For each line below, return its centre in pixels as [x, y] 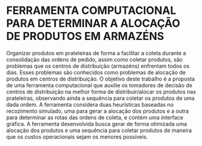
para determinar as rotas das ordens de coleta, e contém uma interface [95, 117]
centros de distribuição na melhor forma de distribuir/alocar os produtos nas [101, 91]
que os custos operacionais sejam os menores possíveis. [77, 136]
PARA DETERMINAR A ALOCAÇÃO [93, 23]
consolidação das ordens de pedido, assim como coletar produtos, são [94, 59]
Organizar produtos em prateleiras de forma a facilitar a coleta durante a [96, 53]
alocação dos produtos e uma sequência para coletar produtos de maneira [99, 130]
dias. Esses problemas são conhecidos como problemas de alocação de [96, 72]
